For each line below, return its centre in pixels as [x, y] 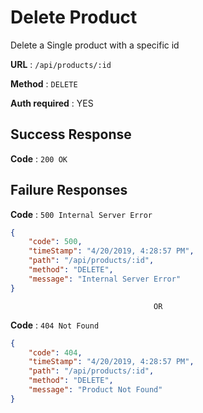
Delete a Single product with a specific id [95, 45]
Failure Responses [69, 190]
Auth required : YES [52, 103]
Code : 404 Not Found [55, 325]
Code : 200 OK [39, 158]
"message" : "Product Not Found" [95, 390]
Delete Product [74, 17]
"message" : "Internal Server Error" [105, 279]
